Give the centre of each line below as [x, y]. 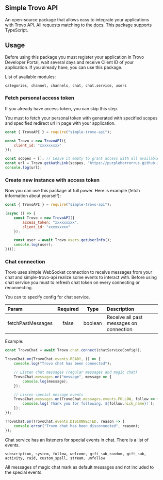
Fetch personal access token [40, 98]
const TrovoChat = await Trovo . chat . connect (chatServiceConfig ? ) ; [73, 350]
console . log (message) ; [45, 381]
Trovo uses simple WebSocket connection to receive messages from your [79, 272]
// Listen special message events [49, 395]
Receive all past [125, 317]
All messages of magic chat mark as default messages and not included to [80, 467]
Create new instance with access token [52, 180]
